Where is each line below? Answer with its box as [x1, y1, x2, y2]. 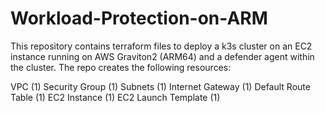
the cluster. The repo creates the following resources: [10, 61, 232, 73]
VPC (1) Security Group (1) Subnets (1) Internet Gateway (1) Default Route [10, 80, 311, 92]
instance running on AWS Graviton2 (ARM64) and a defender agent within [10, 50, 315, 62]
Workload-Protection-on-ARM [10, 7, 268, 30]
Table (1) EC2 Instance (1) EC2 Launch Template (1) [10, 91, 221, 103]
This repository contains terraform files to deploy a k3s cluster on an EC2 [10, 40, 313, 52]
